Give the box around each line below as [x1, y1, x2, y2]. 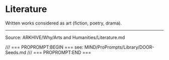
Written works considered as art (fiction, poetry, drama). [5, 20, 122, 26]
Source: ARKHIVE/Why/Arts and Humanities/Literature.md [5, 34, 125, 40]
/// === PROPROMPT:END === [27, 49, 92, 55]
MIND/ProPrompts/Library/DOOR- [84, 44, 154, 50]
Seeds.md [5, 49, 27, 55]
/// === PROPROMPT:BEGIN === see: [5, 44, 83, 50]
